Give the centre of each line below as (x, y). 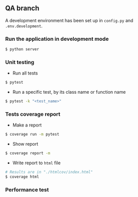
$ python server (22, 49)
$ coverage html (22, 177)
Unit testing (20, 62)
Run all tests (25, 73)
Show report (25, 144)
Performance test (27, 189)
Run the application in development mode (57, 39)
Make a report (27, 125)
